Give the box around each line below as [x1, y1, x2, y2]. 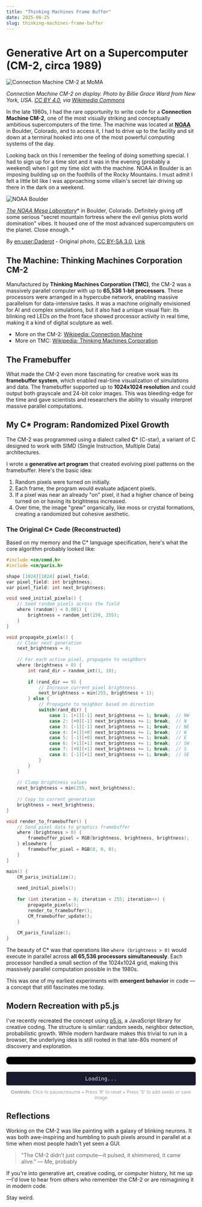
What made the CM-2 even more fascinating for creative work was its [6, 370, 179, 378]
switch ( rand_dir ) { [38, 707, 87, 713]
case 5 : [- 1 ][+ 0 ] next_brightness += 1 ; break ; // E [49, 735, 187, 741]
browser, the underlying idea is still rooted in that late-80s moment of [6, 1036, 178, 1043]
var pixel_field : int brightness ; [6, 579, 93, 585]
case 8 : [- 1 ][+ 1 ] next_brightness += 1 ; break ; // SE [49, 752, 190, 758]
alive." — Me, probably [20, 1158, 78, 1165]
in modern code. [6, 1182, 47, 1190]
